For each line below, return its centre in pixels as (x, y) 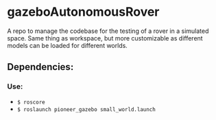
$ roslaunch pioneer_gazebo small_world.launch (86, 109)
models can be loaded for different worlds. (68, 45)
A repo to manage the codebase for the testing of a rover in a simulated (108, 31)
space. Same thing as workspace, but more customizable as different (105, 38)
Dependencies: (40, 67)
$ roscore (31, 102)
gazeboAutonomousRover (83, 12)
